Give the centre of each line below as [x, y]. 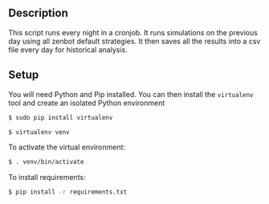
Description [38, 13]
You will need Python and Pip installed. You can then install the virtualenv [131, 94]
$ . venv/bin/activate [46, 162]
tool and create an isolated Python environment [87, 103]
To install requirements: [47, 177]
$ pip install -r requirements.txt [68, 192]
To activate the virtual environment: [67, 147]
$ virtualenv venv [39, 132]
